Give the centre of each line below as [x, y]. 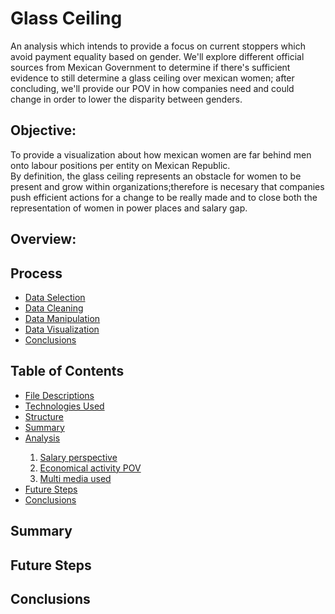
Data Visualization [62, 329]
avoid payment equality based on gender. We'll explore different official [157, 56]
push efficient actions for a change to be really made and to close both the [164, 197]
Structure [44, 416]
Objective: [43, 130]
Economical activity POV [90, 468]
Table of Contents [67, 371]
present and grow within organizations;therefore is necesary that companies [167, 186]
